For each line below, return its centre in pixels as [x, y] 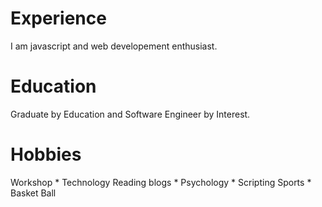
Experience [58, 18]
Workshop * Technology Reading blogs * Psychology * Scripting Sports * [161, 182]
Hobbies [46, 154]
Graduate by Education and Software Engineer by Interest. [130, 114]
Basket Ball [33, 193]
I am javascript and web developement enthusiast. [114, 46]
